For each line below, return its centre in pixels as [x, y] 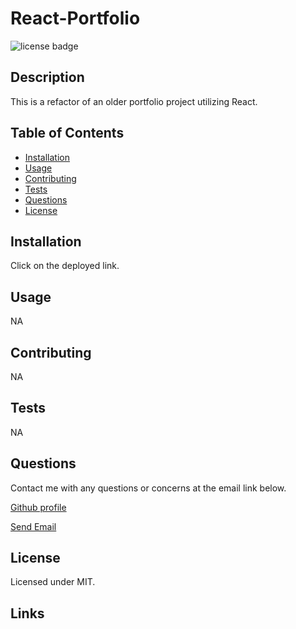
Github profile [38, 507]
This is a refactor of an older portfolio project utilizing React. [134, 101]
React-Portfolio [75, 18]
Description [47, 77]
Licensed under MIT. [53, 582]
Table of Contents [67, 133]
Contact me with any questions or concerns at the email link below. [148, 488]
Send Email [33, 526]
